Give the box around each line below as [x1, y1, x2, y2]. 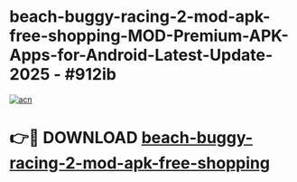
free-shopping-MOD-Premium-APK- [9, 25, 289, 46]
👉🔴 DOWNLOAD [9, 128, 138, 148]
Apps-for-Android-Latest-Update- [9, 45, 274, 65]
